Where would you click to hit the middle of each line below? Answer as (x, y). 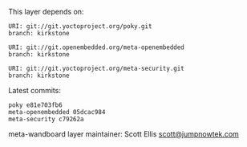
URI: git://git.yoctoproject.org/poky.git (80, 27)
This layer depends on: (46, 12)
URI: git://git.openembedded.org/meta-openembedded (96, 47)
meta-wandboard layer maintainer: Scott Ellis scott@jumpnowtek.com (123, 134)
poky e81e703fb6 (35, 105)
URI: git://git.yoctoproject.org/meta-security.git (96, 68)
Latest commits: (35, 90)
